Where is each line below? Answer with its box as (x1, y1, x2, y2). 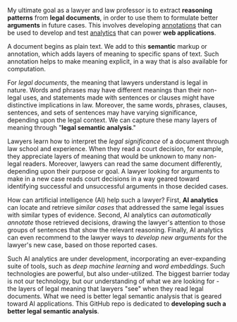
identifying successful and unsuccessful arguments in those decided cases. (7, 182, 229, 190)
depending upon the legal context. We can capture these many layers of (7, 116, 217, 124)
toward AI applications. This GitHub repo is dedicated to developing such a (7, 299, 226, 308)
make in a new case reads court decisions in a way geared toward (7, 174, 200, 183)
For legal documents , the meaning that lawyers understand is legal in (7, 78, 208, 87)
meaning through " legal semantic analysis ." (7, 124, 136, 131)
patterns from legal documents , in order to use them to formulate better (7, 13, 219, 22)
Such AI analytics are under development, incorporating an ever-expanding (7, 254, 226, 263)
